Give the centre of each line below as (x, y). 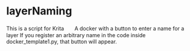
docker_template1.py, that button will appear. (62, 41)
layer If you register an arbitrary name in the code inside (76, 35)
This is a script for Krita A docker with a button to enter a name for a (95, 28)
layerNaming (39, 11)
